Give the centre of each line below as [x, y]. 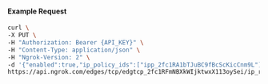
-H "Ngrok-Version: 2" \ [49, 57]
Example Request [37, 11]
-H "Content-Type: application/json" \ [74, 50]
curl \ [18, 28]
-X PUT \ [22, 36]
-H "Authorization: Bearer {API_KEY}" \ [76, 42]
